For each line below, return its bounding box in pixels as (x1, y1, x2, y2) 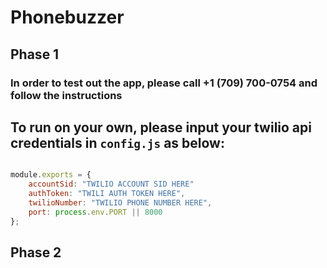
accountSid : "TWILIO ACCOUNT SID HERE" (28, 179, 195, 190)
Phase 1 (10, 46, 60, 63)
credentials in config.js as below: (10, 134, 225, 151)
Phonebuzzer (10, 6, 125, 29)
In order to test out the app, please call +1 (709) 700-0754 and (10, 76, 318, 90)
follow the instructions (10, 88, 123, 102)
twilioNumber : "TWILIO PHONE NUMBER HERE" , (28, 197, 213, 208)
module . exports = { (10, 170, 92, 180)
